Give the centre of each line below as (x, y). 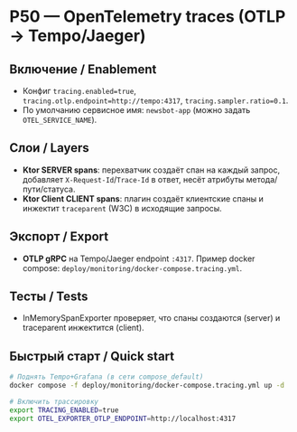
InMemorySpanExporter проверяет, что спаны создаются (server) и (151, 318)
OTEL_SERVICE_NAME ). (60, 120)
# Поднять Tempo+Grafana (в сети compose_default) (107, 377)
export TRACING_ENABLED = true (64, 410)
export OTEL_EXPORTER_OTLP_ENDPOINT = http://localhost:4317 (123, 418)
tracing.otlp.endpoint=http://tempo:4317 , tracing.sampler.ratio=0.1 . (155, 100)
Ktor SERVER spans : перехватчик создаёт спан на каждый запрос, (151, 170)
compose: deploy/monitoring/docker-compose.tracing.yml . (132, 268)
